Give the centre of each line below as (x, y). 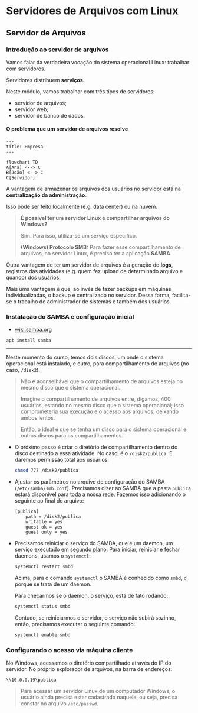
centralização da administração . (47, 195)
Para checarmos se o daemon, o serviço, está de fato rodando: (91, 596)
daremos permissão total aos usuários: (62, 460)
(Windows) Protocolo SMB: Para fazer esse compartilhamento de (100, 247)
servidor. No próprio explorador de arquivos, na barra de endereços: (89, 669)
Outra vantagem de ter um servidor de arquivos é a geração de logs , (90, 265)
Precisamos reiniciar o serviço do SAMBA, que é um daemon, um (94, 543)
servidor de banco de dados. (50, 115)
